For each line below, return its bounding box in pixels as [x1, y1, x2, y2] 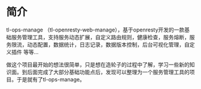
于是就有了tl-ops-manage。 [16, 75, 86, 83]
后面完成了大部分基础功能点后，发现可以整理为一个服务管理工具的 [26, 68, 190, 75]
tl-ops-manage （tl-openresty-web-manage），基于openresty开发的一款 [6, 26, 185, 33]
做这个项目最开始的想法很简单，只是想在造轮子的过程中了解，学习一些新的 [6, 61, 190, 68]
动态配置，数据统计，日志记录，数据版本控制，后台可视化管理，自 [26, 41, 190, 48]
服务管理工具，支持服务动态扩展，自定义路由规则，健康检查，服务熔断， [11, 33, 190, 40]
